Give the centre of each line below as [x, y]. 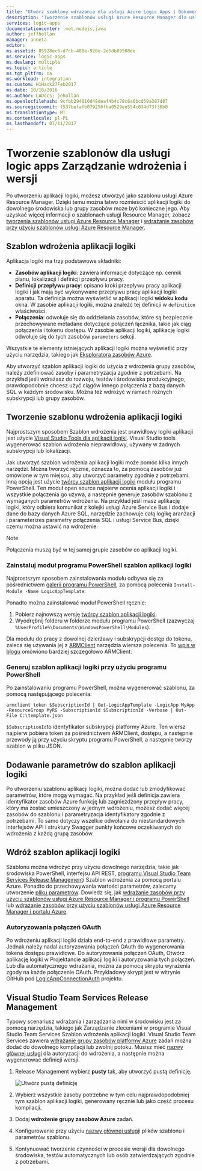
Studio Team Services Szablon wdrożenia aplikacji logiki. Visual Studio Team [101, 1034]
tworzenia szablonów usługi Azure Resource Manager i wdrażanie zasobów [100, 221]
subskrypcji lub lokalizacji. [39, 450]
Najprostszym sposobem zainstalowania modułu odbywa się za [85, 578]
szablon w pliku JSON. [34, 746]
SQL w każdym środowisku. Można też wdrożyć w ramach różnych [89, 392]
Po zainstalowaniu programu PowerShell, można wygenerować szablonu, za [101, 688]
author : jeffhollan [31, 34]
